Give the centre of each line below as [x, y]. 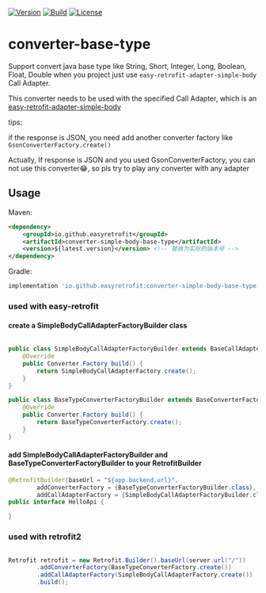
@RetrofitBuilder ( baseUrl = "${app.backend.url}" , [93, 480]
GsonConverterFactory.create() [60, 145]
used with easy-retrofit [53, 306]
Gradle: [20, 272]
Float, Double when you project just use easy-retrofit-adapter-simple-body [133, 75]
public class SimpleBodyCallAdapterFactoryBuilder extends [108, 349]
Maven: [21, 212]
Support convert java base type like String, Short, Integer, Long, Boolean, [127, 66]
